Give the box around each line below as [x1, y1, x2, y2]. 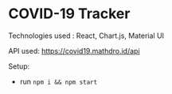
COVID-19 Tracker [8, 5, 131, 23]
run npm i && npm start [19, 77, 98, 86]
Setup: [8, 61, 30, 71]
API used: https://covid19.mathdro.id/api [8, 46, 141, 55]
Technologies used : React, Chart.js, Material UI [8, 31, 165, 40]
